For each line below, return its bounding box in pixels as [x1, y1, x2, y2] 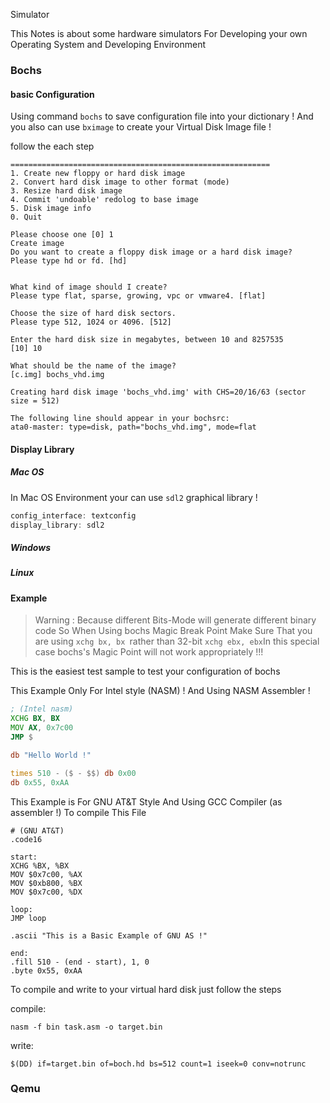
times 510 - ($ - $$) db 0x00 [10, 768, 137, 778]
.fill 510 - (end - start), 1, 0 [10, 957, 150, 967]
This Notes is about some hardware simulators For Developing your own [10, 28, 308, 39]
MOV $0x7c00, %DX [10, 887, 83, 897]
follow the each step [10, 140, 95, 153]
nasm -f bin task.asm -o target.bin [10, 1022, 163, 1032]
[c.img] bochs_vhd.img [10, 370, 105, 380]
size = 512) [10, 396, 60, 406]
